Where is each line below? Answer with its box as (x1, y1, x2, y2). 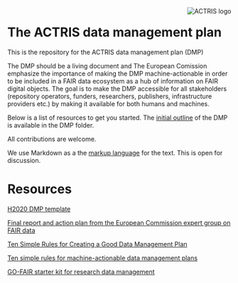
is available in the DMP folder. (7, 120, 94, 129)
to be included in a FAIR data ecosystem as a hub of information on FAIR (7, 76, 219, 85)
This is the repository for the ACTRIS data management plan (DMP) (7, 48, 204, 56)
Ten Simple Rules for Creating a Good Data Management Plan (7, 240, 188, 248)
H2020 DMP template (7, 205, 71, 213)
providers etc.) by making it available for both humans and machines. (7, 99, 210, 108)
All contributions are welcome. (7, 135, 97, 143)
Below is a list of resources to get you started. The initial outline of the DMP (7, 113, 228, 122)
